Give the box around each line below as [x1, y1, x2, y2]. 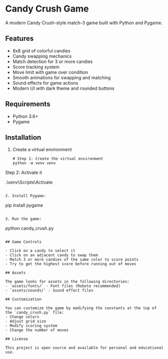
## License [5, 336, 28, 342]
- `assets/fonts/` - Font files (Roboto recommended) [5, 283, 121, 289]
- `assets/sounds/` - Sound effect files [5, 288, 94, 293]
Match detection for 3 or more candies [12, 58, 93, 65]
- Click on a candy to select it [5, 248, 76, 254]
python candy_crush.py [5, 225, 54, 231]
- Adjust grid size [5, 319, 46, 324]
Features [5, 34, 34, 43]
